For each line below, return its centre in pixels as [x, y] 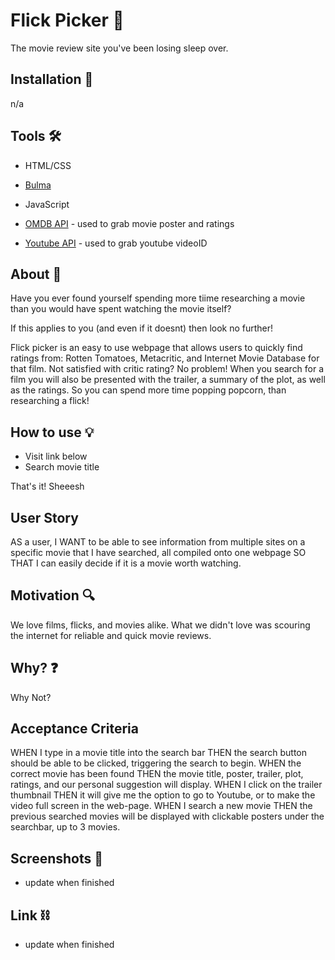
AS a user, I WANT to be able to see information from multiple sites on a [158, 542]
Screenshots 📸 [57, 858]
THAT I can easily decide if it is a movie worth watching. [126, 563]
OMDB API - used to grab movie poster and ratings [129, 223]
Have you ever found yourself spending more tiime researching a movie [158, 298]
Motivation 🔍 [52, 595]
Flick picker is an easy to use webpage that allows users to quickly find [156, 348]
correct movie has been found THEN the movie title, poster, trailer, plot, [157, 774]
